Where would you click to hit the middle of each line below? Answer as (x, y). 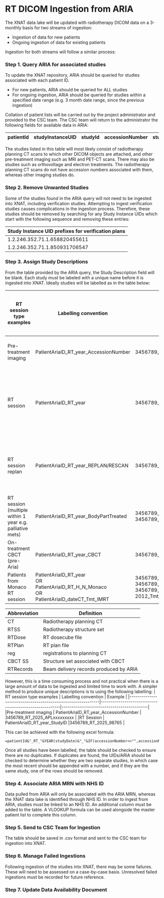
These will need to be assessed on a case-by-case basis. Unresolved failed (81, 872)
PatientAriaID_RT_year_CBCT (68, 554)
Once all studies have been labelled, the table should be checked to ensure (81, 750)
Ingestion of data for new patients (46, 37)
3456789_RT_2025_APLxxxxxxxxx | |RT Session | (55, 717)
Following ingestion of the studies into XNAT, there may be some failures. (79, 867)
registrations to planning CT (75, 653)
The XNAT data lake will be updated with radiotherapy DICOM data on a (77, 22)
